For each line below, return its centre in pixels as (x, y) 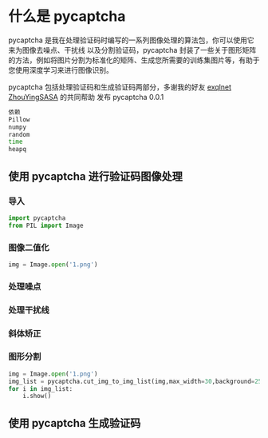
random (19, 134)
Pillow (19, 119)
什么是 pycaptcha (67, 16)
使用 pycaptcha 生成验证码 (75, 423)
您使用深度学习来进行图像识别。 (61, 70)
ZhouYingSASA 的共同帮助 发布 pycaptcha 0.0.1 (86, 97)
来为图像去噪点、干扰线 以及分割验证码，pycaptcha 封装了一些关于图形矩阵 (132, 50)
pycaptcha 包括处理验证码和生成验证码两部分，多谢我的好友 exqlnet (120, 87)
